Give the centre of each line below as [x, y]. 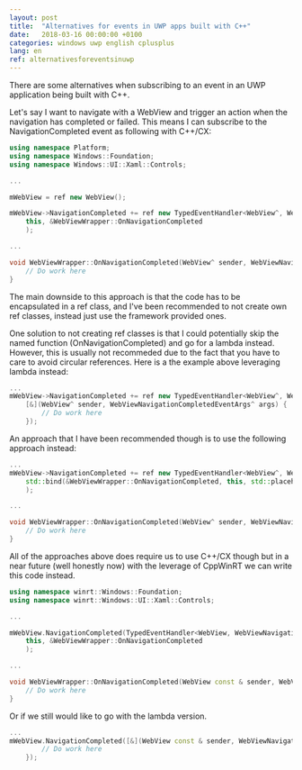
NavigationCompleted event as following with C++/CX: [111, 131]
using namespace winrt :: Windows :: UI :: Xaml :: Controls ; [112, 600]
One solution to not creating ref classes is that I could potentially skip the [144, 333]
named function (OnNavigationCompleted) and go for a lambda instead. [142, 342]
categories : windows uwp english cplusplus [92, 43]
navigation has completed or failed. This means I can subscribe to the [138, 122]
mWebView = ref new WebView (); [68, 197]
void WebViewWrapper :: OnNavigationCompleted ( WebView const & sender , [142, 682]
